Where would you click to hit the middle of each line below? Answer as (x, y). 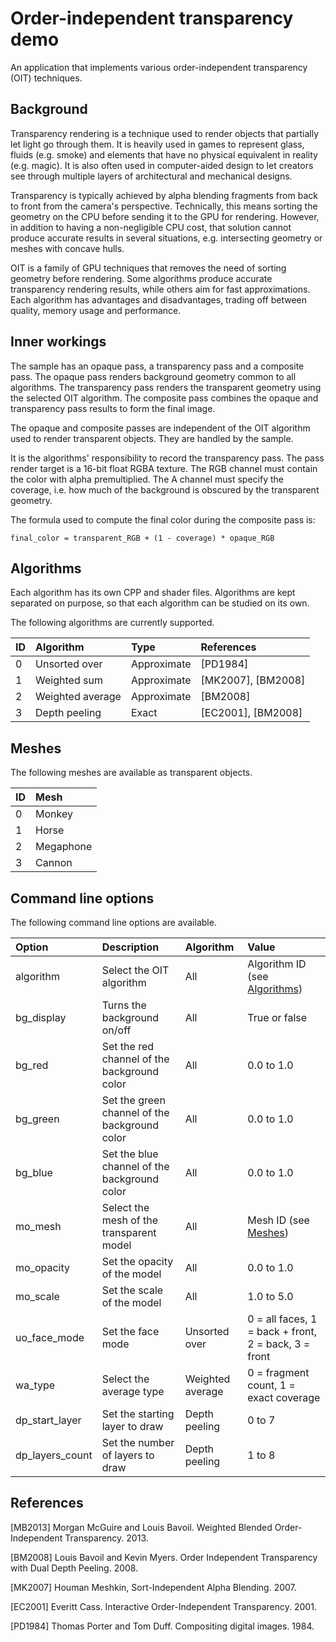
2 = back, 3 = (279, 1344)
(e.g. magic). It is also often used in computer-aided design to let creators (162, 165)
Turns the (124, 1005)
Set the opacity (137, 1261)
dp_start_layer (48, 1420)
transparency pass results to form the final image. (113, 408)
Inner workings (58, 342)
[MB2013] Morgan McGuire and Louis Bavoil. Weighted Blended (141, 1527)
